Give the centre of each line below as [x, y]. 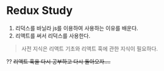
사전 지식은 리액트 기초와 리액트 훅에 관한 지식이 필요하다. [90, 49]
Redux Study [40, 11]
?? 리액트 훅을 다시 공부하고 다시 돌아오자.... [59, 61]
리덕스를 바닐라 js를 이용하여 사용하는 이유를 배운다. [77, 28]
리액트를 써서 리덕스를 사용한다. [52, 35]
